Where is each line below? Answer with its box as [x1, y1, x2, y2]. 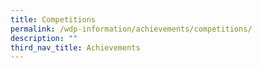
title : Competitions [10, 14, 97, 25]
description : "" [10, 33, 78, 43]
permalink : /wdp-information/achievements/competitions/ [10, 24, 253, 34]
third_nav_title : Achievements [10, 42, 141, 53]
